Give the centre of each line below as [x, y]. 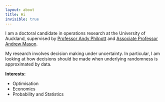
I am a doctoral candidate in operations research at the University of [75, 33]
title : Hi [15, 14]
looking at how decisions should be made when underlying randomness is [81, 59]
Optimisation [25, 83]
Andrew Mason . [21, 44]
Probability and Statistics [38, 94]
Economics [24, 89]
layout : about [20, 10]
